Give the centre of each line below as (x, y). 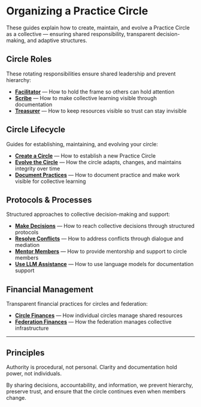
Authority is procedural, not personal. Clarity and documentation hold (92, 367)
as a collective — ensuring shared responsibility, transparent (81, 34)
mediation (27, 245)
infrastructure (32, 328)
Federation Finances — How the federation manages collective (93, 322)
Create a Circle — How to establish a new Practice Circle (85, 156)
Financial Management (50, 289)
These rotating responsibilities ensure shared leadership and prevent (91, 74)
